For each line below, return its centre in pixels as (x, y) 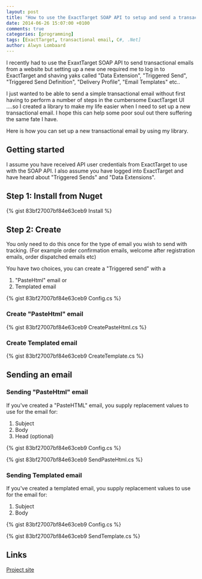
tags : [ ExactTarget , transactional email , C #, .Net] (74, 40)
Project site (20, 569)
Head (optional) (34, 436)
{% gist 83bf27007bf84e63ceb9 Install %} (59, 210)
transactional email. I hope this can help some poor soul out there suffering (99, 113)
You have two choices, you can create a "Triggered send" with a (86, 268)
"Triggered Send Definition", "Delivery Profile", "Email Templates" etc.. (93, 81)
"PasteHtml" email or (41, 280)
